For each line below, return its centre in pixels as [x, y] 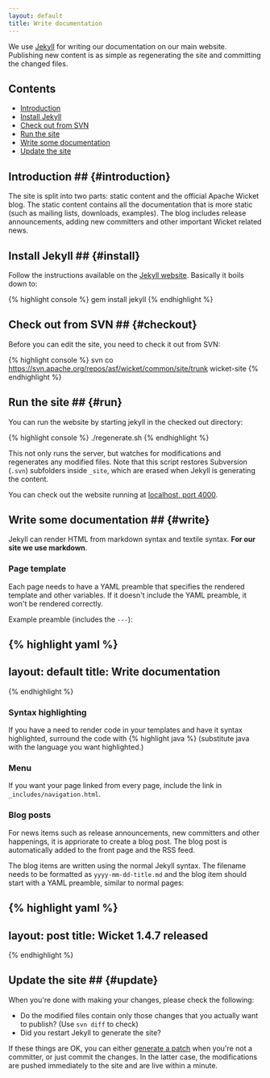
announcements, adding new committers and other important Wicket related [135, 222]
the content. [29, 479]
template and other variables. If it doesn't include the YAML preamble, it [128, 595]
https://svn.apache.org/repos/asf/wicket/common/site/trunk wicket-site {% [133, 368]
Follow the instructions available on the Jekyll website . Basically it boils [126, 275]
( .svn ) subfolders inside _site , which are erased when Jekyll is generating [132, 470]
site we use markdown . [48, 548]
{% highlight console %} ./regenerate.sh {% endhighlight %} [109, 438]
